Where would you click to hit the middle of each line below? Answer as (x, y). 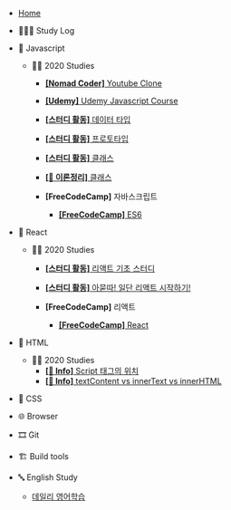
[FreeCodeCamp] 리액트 (90, 307)
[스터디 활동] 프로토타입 (87, 139)
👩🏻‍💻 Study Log (46, 30)
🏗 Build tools (43, 456)
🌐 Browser (38, 416)
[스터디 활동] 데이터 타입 (88, 120)
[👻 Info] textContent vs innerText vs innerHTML (133, 381)
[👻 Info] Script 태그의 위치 (91, 371)
